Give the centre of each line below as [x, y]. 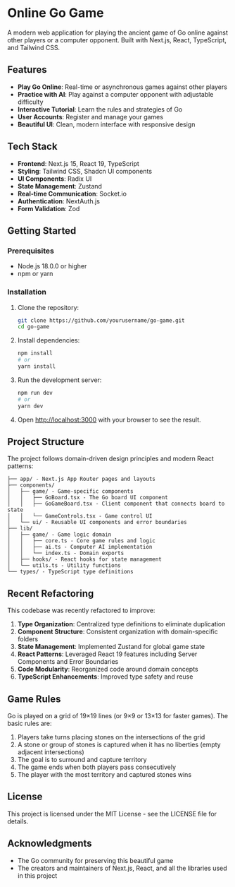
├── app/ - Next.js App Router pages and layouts [82, 479]
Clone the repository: [48, 307]
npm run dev [35, 393]
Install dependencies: [49, 340]
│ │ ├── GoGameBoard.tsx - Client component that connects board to [116, 504]
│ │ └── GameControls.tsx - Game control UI [80, 516]
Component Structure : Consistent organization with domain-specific [118, 632]
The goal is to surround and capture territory [82, 759]
